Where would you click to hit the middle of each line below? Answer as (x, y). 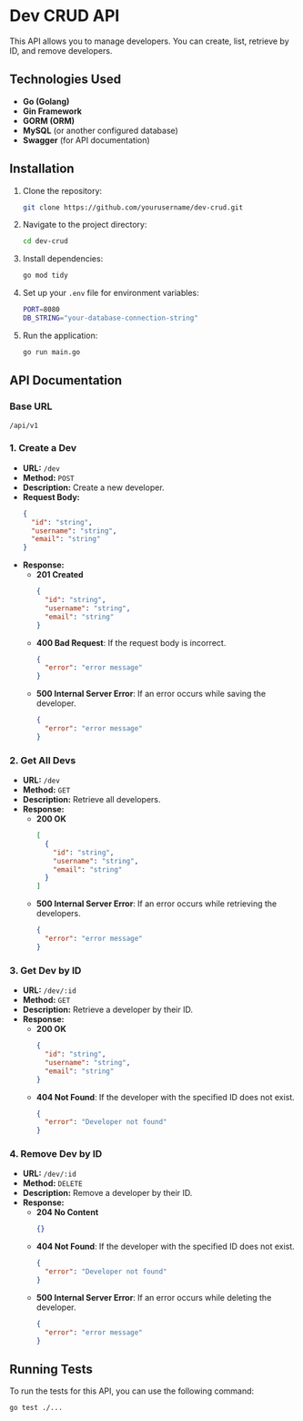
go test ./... (36, 1408)
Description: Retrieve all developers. (91, 800)
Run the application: (60, 335)
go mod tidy (45, 276)
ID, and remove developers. (61, 50)
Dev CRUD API (65, 16)
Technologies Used (65, 80)
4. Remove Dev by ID (56, 1154)
